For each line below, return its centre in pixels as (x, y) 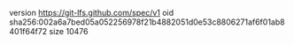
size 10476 (69, 31)
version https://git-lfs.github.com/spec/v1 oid (92, 13)
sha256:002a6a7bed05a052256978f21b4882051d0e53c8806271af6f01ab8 (147, 22)
